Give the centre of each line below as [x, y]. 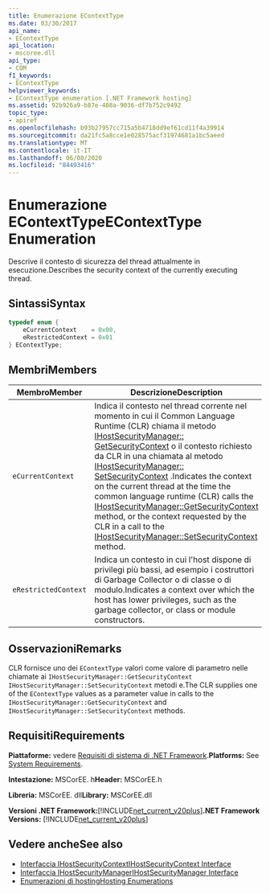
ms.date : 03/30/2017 [43, 23]
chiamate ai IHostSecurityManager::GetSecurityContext [100, 677]
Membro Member [49, 392]
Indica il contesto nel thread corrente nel [171, 406]
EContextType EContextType [105, 222]
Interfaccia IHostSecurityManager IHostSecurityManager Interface [129, 872]
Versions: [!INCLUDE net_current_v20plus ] [78, 819]
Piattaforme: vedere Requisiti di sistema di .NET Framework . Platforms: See [134, 755]
